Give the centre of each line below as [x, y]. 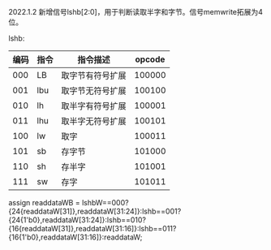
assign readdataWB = [44, 203]
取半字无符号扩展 [94, 121]
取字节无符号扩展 [94, 91]
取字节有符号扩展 [94, 75]
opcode [150, 59]
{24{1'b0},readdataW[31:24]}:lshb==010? [77, 220]
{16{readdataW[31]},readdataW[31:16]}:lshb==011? [92, 228]
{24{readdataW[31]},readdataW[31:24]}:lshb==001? [95, 211]
